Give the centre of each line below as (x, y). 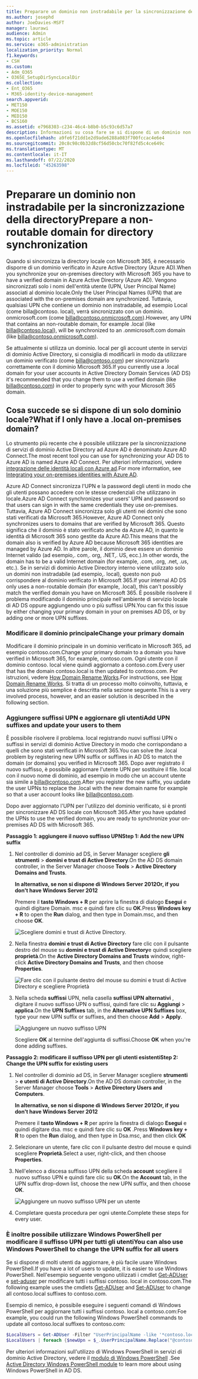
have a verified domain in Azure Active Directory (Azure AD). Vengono (91, 280)
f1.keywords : (22, 56)
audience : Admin (26, 34)
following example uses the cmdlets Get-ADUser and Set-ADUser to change (98, 1287)
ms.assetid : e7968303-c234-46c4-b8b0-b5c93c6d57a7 (70, 127)
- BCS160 (17, 122)
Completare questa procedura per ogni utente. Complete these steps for (102, 1213)
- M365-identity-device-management (50, 94)
